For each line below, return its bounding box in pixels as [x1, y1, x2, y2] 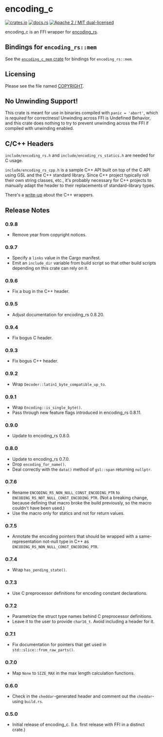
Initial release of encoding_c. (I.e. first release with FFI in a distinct [12, 721, 145, 728]
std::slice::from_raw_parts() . [12, 647, 75, 653]
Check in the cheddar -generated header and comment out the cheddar [12, 693, 152, 699]
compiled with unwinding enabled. [5, 126, 74, 131]
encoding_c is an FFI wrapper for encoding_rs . [5, 29, 98, 35]
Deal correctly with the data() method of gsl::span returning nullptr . [12, 466, 152, 472]
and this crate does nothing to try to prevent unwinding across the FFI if [5, 120, 149, 126]
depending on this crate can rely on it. [12, 265, 89, 271]
